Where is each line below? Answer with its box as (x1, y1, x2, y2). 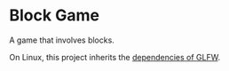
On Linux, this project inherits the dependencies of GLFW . (9, 51, 220, 62)
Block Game (9, 5, 100, 26)
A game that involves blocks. (9, 35, 115, 45)
